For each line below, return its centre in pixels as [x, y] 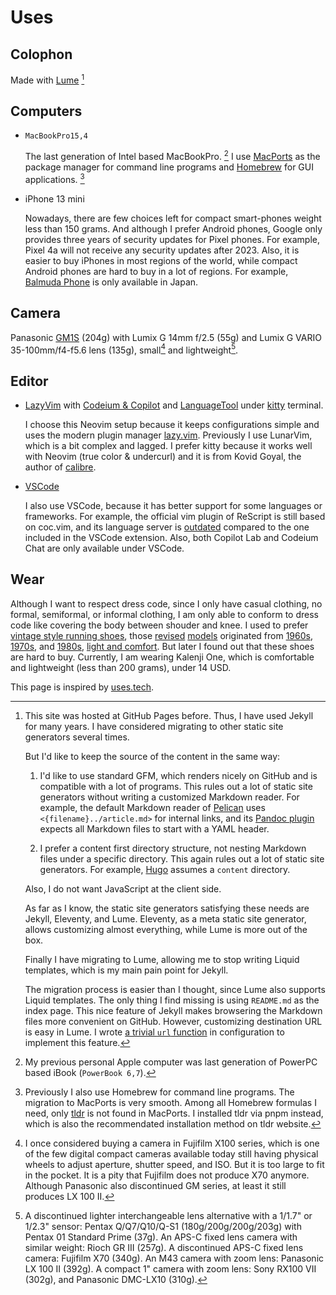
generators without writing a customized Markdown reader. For [169, 797]
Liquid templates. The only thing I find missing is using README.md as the [172, 1000]
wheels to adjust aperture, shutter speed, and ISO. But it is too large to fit [174, 1164]
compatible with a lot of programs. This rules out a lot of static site [176, 786]
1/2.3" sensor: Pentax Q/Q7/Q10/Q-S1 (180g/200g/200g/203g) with [163, 1226]
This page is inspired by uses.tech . [82, 687]
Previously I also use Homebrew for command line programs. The [159, 1092]
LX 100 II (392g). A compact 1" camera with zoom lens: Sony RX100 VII [170, 1268]
